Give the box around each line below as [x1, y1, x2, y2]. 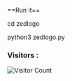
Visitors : [7, 50, 39, 60]
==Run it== [7, 6, 41, 14]
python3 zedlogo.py [7, 33, 65, 41]
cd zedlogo [7, 20, 40, 27]
